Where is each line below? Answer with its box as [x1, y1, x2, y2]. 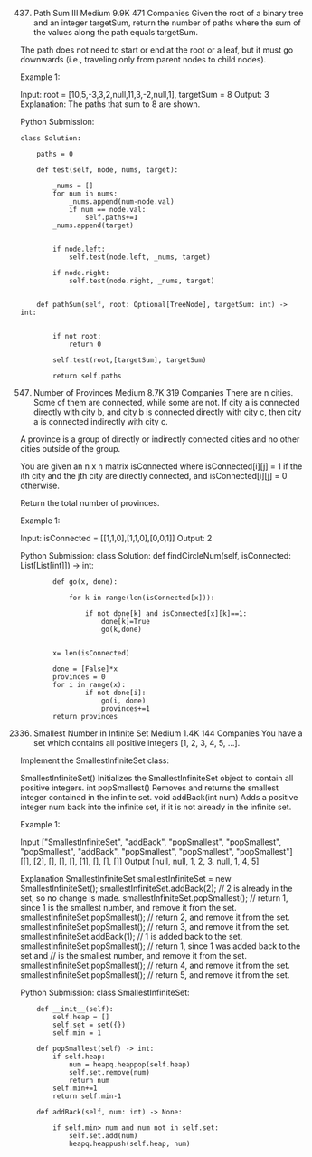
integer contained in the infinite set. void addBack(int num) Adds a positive [20, 792, 298, 802]
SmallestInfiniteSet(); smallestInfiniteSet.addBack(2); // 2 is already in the [20, 883, 293, 894]
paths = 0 [36, 149, 74, 158]
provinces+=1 [100, 704, 151, 713]
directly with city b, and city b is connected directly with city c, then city [33, 406, 302, 417]
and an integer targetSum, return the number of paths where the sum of [33, 17, 302, 28]
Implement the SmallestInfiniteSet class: [20, 755, 169, 766]
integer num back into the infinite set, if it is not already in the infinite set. [20, 801, 292, 812]
